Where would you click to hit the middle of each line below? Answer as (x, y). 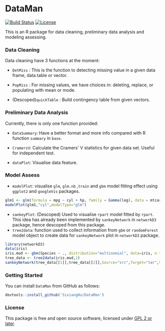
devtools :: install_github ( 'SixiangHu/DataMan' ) (55, 295)
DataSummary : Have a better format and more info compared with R (79, 133)
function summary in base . (37, 138)
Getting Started (24, 275)
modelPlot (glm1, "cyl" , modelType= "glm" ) (46, 205)
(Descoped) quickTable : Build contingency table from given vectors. (81, 100)
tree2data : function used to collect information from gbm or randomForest (85, 230)
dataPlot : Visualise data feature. (45, 162)
